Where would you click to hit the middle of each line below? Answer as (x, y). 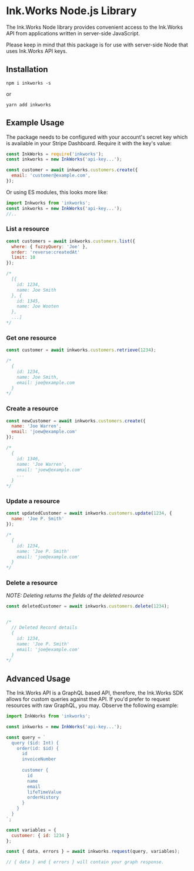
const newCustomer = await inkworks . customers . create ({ (76, 421)
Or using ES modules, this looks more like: (57, 192)
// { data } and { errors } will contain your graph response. (85, 862)
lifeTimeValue (44, 792)
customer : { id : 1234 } (40, 835)
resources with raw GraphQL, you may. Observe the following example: (92, 705)
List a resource (28, 229)
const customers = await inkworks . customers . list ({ (71, 241)
